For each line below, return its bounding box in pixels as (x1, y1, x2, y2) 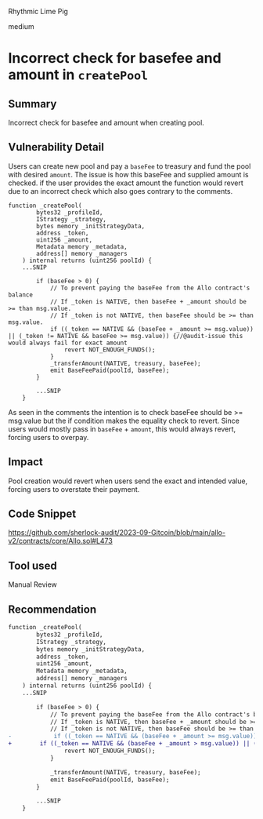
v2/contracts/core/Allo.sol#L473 (8, 537, 113, 546)
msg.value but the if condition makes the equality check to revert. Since (8, 416, 240, 425)
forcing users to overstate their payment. (8, 484, 140, 493)
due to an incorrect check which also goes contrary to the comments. (8, 186, 233, 195)
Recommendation (8, 602, 96, 616)
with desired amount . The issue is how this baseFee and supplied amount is (8, 169, 249, 179)
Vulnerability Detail (8, 140, 104, 154)
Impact (8, 455, 43, 469)
